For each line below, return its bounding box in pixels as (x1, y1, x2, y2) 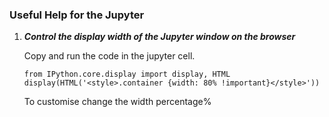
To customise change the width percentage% (23, 96, 212, 108)
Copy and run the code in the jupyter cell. (23, 50, 196, 62)
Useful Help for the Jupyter (9, 8, 145, 22)
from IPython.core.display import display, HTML (23, 69, 231, 80)
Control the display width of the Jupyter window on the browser (23, 31, 296, 43)
